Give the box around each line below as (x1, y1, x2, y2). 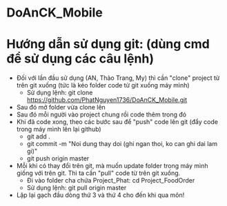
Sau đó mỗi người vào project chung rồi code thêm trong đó (16, 110, 187, 119)
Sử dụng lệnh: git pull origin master (26, 184, 127, 192)
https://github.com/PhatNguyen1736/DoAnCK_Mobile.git (26, 96, 188, 104)
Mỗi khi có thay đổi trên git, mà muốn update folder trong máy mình (16, 162, 208, 170)
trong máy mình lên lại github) (16, 125, 101, 134)
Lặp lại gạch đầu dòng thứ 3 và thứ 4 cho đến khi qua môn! (16, 191, 185, 199)
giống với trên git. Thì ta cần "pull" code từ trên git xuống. (16, 169, 181, 177)
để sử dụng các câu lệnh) (6, 51, 155, 67)
